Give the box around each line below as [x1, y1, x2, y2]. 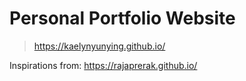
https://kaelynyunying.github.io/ [33, 40, 166, 52]
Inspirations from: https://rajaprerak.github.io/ [9, 59, 198, 71]
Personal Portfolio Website [9, 7, 236, 30]
